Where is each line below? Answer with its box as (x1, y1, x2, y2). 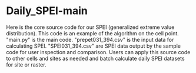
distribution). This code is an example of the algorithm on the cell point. (6, 29, 180, 36)
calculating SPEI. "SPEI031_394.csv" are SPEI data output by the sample (6, 42, 181, 49)
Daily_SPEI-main (6, 4, 88, 18)
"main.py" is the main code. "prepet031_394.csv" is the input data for (6, 36, 174, 43)
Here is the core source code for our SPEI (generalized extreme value (6, 24, 175, 31)
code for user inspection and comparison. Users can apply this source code (6, 48, 191, 55)
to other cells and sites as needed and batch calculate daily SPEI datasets (6, 55, 185, 62)
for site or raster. (6, 61, 46, 68)
